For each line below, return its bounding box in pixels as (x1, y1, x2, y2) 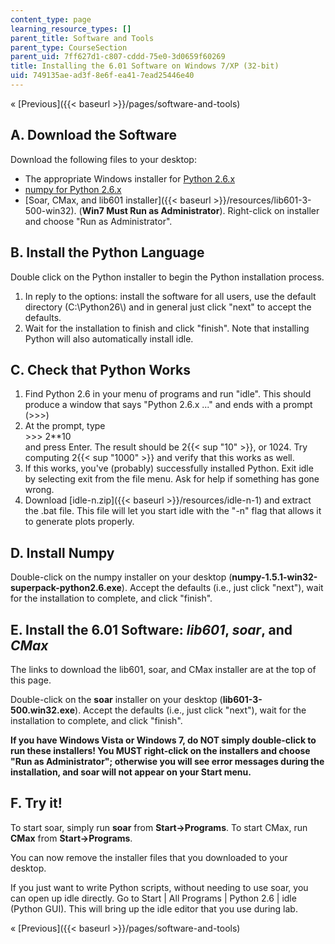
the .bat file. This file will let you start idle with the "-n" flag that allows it (24, 505, 322, 517)
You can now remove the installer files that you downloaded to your (10, 851, 288, 863)
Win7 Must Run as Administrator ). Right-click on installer (81, 204, 320, 216)
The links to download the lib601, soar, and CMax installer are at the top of (10, 663, 317, 675)
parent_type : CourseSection (10, 42, 128, 53)
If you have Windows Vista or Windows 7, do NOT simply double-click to (10, 734, 317, 746)
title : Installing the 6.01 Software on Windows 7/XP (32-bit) (10, 61, 280, 71)
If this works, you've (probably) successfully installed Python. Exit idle (24, 462, 314, 475)
